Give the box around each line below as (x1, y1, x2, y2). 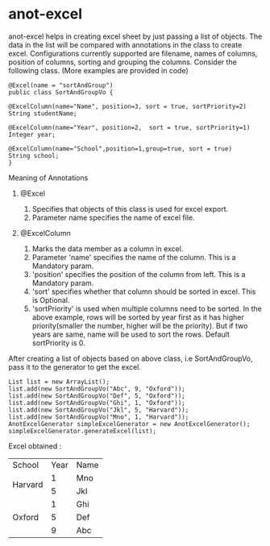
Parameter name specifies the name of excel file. (31, 213, 195, 222)
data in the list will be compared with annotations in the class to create (8, 39, 243, 49)
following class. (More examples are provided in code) (8, 65, 189, 75)
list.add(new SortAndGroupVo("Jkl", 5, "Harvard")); (8, 406, 189, 414)
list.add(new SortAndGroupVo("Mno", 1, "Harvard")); (8, 412, 189, 421)
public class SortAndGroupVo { (8, 88, 114, 97)
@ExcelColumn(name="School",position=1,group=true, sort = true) (8, 144, 232, 153)
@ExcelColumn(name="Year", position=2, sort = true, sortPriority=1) (8, 123, 251, 131)
